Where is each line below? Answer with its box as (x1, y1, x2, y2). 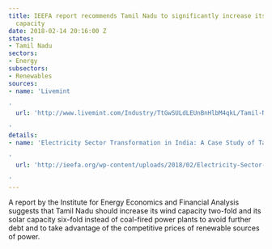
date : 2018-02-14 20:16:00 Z (8, 27, 107, 35)
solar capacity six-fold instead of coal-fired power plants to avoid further (8, 215, 252, 225)
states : (8, 34, 35, 43)
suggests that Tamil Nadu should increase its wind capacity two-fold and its (8, 206, 261, 216)
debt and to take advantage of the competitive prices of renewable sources (8, 223, 261, 233)
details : (8, 131, 38, 140)
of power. (8, 232, 40, 242)
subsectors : (8, 65, 49, 73)
